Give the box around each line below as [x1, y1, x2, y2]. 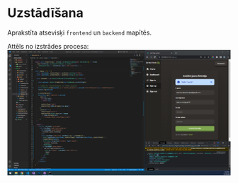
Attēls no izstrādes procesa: [7, 42, 89, 50]
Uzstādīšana [7, 5, 84, 21]
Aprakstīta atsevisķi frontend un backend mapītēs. [7, 28, 152, 37]
